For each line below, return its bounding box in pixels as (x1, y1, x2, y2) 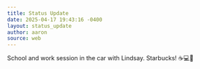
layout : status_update (7, 22, 72, 29)
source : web (7, 35, 41, 42)
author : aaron (7, 28, 48, 36)
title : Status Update (7, 9, 69, 17)
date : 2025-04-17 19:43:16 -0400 (7, 16, 103, 23)
